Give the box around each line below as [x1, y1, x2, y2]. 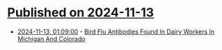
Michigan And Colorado [17, 34, 86, 42]
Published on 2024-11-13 [7, 5, 154, 21]
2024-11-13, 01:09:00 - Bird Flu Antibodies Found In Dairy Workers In [17, 27, 215, 36]
